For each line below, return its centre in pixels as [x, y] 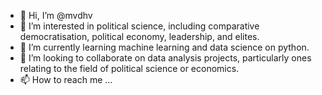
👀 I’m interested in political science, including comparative [139, 26]
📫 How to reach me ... [66, 79]
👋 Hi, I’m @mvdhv [56, 15]
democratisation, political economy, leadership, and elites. [139, 36]
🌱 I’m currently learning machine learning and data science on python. [164, 47]
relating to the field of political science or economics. [129, 68]
